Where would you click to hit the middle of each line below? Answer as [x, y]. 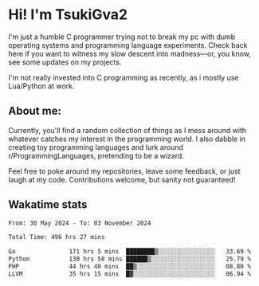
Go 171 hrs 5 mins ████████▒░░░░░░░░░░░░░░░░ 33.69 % [129, 252]
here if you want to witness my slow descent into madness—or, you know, [129, 53]
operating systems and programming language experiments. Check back [128, 45]
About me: [35, 111]
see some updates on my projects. [65, 62]
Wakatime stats [48, 205]
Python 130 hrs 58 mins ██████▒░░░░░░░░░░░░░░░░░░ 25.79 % [129, 259]
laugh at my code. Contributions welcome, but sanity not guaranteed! [122, 179]
